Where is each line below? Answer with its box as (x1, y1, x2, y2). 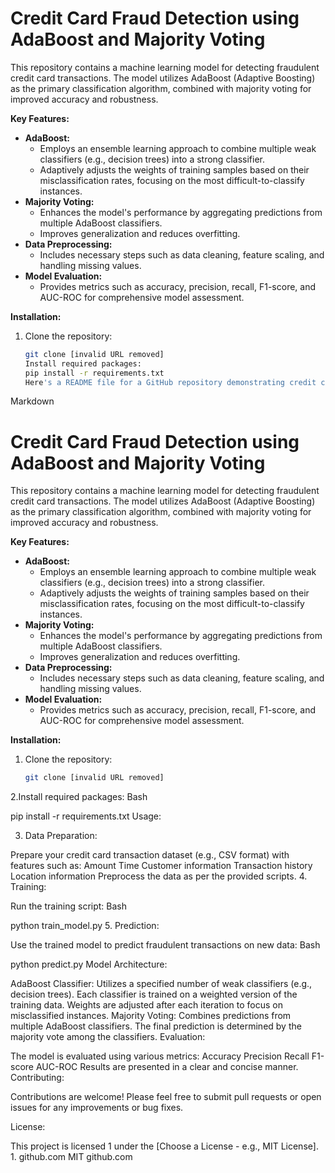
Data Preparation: (24, 830, 98, 842)
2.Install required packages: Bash (10, 791, 148, 803)
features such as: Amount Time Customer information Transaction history (10, 860, 313, 872)
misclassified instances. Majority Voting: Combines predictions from (10, 1010, 292, 1022)
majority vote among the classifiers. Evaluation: (10, 1031, 206, 1043)
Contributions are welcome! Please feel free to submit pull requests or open (10, 1091, 322, 1103)
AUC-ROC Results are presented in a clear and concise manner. (35, 1061, 299, 1073)
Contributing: (10, 1072, 65, 1084)
